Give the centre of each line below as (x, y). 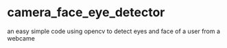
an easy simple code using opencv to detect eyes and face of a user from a (114, 31)
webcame (21, 38)
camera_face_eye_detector (86, 13)
